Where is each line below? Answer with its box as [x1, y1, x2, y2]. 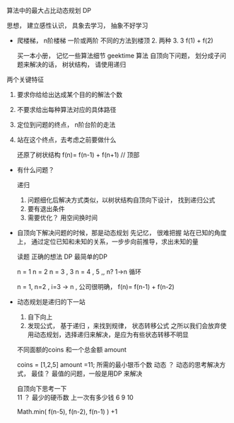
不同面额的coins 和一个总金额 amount [16, 346, 127, 354]
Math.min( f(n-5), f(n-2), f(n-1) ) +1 [16, 407, 118, 416]
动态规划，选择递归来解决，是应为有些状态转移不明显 [33, 330, 189, 339]
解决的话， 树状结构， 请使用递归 [29, 60, 127, 69]
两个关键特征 [6, 75, 44, 84]
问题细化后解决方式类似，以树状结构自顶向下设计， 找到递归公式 [27, 196, 216, 204]
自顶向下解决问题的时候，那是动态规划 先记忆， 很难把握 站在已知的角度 [16, 229, 227, 237]
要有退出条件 [27, 205, 65, 213]
